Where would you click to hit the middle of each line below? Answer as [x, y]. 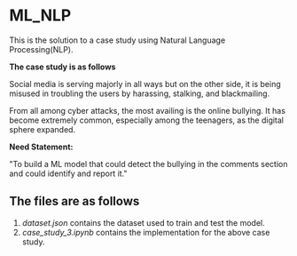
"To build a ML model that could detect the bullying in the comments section [148, 164]
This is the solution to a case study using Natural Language [117, 40]
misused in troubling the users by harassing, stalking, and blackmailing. [140, 93]
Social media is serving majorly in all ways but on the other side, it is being [145, 84]
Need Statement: [41, 147]
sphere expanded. [43, 129]
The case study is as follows [63, 67]
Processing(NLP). [41, 49]
